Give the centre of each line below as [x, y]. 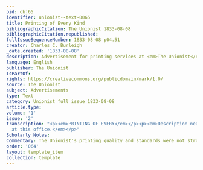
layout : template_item [35, 152]
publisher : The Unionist [37, 68]
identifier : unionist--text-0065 [48, 17]
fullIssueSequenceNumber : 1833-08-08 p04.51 [63, 40]
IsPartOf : [19, 74]
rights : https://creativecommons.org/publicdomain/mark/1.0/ [85, 79]
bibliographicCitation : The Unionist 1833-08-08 [69, 29]
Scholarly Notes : [28, 135]
